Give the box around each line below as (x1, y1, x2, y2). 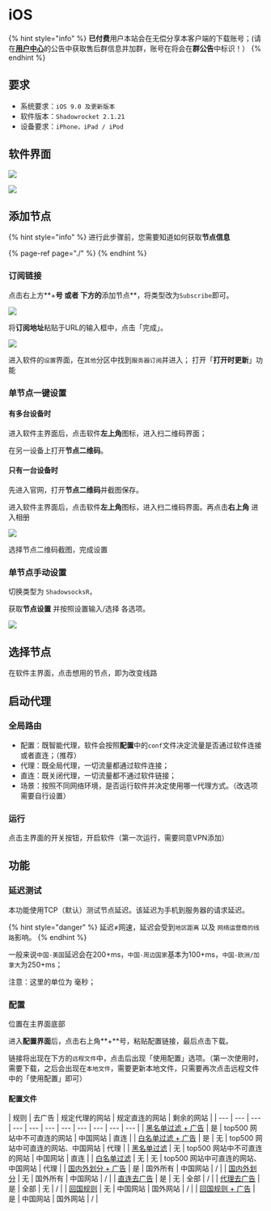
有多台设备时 (8, 409, 51, 418)
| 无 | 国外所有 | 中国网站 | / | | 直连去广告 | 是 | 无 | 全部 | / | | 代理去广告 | (17, 1174, 260, 1183)
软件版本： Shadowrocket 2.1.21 (19, 111, 125, 121)
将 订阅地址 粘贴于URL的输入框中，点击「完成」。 (8, 322, 168, 332)
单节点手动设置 (8, 566, 67, 578)
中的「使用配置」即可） (8, 1073, 87, 1083)
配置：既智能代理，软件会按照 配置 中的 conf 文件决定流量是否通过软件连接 (19, 740, 262, 750)
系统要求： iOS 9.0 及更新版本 (19, 101, 116, 111)
